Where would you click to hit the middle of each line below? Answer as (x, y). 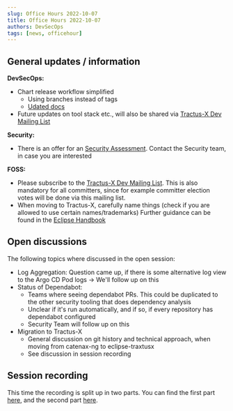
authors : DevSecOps (35, 27)
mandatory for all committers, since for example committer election (114, 190)
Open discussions (47, 242)
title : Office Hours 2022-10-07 (54, 20)
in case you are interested (55, 156)
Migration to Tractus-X (50, 331)
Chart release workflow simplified (65, 92)
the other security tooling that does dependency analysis (109, 301)
